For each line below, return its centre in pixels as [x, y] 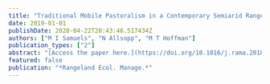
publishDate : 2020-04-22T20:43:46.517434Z [80, 30]
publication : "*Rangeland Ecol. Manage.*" [80, 68]
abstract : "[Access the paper [59, 53]
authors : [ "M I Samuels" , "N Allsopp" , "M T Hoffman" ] [102, 38]
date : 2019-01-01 [37, 23]
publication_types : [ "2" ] [51, 46]
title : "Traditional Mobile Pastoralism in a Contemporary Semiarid [125, 16]
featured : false [35, 61]
